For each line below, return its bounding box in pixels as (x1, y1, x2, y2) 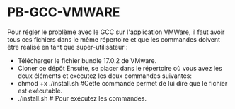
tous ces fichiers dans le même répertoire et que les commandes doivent (7, 35, 221, 43)
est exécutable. (17, 86, 63, 95)
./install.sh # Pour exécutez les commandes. (17, 93, 147, 103)
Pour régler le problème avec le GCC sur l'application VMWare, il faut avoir (7, 28, 225, 36)
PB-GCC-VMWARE (7, 4, 120, 21)
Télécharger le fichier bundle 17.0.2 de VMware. (17, 56, 157, 64)
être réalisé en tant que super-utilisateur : (7, 42, 128, 51)
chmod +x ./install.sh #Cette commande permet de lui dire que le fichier (17, 79, 228, 87)
